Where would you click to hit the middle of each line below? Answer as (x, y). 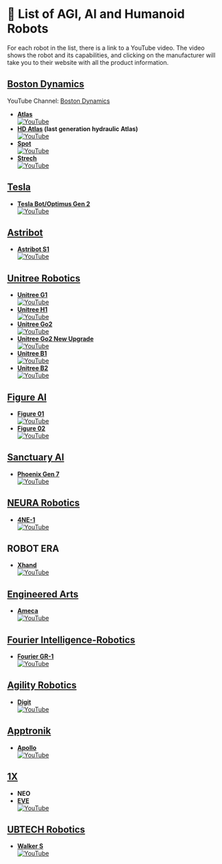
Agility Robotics (42, 685)
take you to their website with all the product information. (88, 62)
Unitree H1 (32, 310)
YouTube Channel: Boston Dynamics (58, 101)
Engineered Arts (43, 594)
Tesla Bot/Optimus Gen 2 (54, 203)
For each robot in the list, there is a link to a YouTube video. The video (106, 48)
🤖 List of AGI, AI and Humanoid (96, 14)
